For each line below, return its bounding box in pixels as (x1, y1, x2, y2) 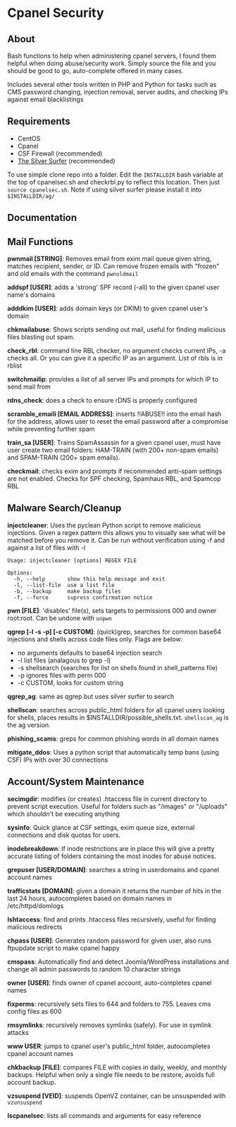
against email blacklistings (7, 95, 84, 103)
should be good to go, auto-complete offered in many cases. (7, 67, 184, 75)
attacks (7, 1028, 30, 1036)
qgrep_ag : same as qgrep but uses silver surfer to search (7, 692, 175, 700)
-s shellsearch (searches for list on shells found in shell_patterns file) (17, 663, 218, 672)
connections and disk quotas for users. (7, 831, 121, 839)
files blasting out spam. (7, 333, 75, 341)
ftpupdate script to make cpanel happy (7, 943, 120, 952)
